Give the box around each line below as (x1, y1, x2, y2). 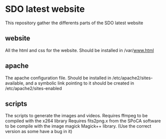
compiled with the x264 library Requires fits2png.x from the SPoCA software (5, 118, 161, 124)
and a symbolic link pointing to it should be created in (25, 80, 134, 86)
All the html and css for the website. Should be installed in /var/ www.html (5, 47, 154, 53)
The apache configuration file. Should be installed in (5, 75, 112, 81)
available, (5, 80, 25, 86)
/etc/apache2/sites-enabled (5, 85, 62, 91)
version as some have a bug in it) (5, 129, 73, 135)
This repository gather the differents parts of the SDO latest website (5, 20, 143, 26)
